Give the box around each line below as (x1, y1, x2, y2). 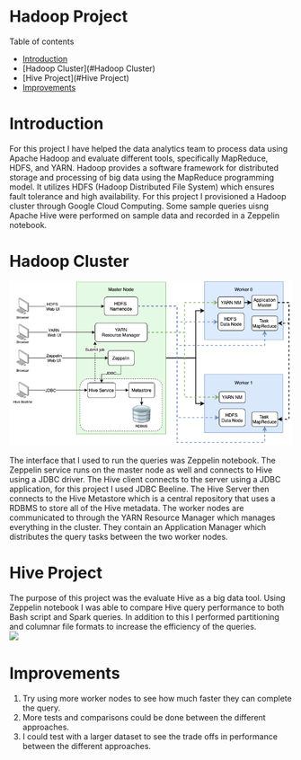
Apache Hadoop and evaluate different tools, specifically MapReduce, (9, 153, 269, 163)
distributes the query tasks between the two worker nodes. (9, 531, 228, 542)
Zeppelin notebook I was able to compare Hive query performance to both (9, 602, 285, 613)
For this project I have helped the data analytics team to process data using (9, 143, 288, 154)
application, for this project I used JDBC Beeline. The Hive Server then (9, 483, 270, 494)
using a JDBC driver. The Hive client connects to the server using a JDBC (9, 473, 281, 484)
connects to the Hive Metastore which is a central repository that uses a (9, 492, 276, 504)
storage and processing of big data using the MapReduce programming (9, 172, 275, 182)
